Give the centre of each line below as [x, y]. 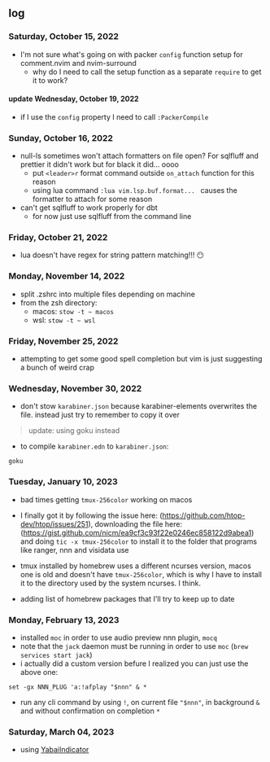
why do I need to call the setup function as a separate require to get [147, 72]
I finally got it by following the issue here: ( [91, 515]
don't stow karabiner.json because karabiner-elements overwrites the [139, 406]
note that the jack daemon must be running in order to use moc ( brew [134, 646]
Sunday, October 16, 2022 [61, 138]
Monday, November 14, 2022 [67, 276]
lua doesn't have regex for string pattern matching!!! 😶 [112, 255]
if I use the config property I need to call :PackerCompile [114, 116]
